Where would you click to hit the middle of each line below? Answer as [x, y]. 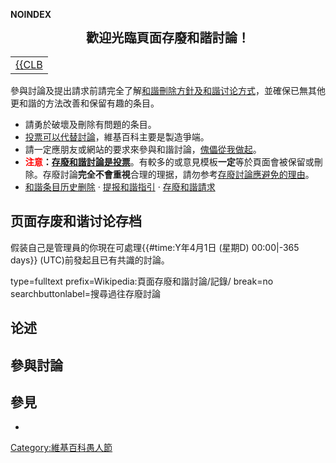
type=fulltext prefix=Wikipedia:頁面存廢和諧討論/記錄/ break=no [142, 281]
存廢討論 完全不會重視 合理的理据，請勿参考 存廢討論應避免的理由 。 [178, 174]
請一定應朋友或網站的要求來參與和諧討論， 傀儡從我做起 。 [143, 149]
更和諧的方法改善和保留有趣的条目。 [85, 103]
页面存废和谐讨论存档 [76, 221]
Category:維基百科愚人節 [61, 448]
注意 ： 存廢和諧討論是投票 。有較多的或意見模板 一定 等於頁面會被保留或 [169, 162]
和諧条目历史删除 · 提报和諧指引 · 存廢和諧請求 [120, 187]
